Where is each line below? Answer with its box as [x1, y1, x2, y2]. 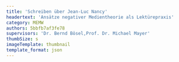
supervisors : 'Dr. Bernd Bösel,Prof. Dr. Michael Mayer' [6, 31, 150, 37]
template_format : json [6, 47, 62, 53]
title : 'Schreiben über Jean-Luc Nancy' [6, 8, 108, 15]
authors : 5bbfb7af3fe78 [6, 25, 65, 31]
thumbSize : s [6, 36, 39, 42]
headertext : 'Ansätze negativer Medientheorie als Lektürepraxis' [6, 14, 174, 20]
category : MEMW [6, 19, 44, 25]
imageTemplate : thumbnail [6, 42, 70, 48]
